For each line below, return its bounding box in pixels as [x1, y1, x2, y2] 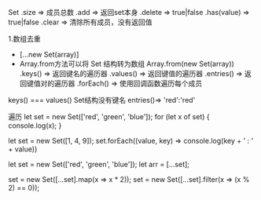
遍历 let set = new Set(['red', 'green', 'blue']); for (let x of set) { [8, 112, 210, 121]
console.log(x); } [8, 121, 62, 130]
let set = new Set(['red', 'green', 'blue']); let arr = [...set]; [8, 160, 190, 169]
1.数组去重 [8, 35, 41, 43]
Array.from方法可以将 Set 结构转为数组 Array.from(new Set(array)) [19, 59, 234, 68]
